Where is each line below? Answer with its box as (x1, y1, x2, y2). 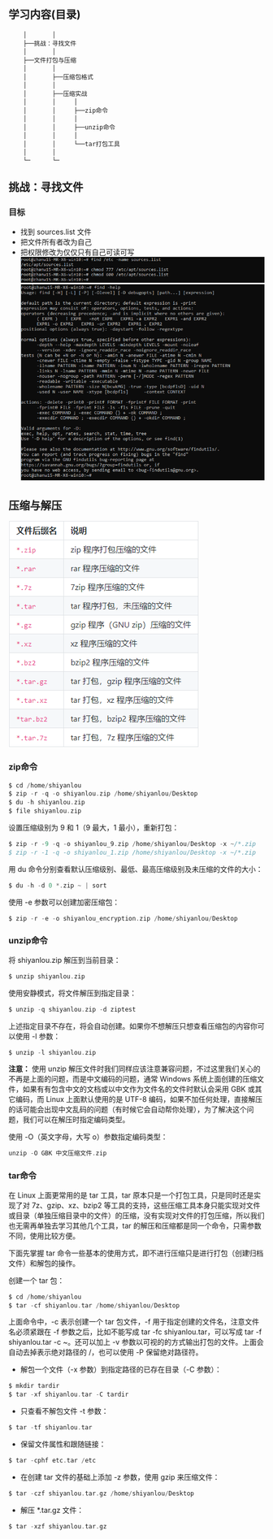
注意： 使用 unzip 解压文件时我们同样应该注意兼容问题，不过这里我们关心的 (8, 1064, 262, 1074)
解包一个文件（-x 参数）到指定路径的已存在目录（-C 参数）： (19, 1364, 222, 1375)
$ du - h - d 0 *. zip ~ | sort (8, 881, 107, 890)
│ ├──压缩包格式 (23, 72, 93, 81)
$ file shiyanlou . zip (8, 807, 82, 815)
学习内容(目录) (8, 7, 81, 22)
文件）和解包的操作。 (8, 1258, 80, 1268)
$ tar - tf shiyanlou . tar (8, 1424, 93, 1432)
